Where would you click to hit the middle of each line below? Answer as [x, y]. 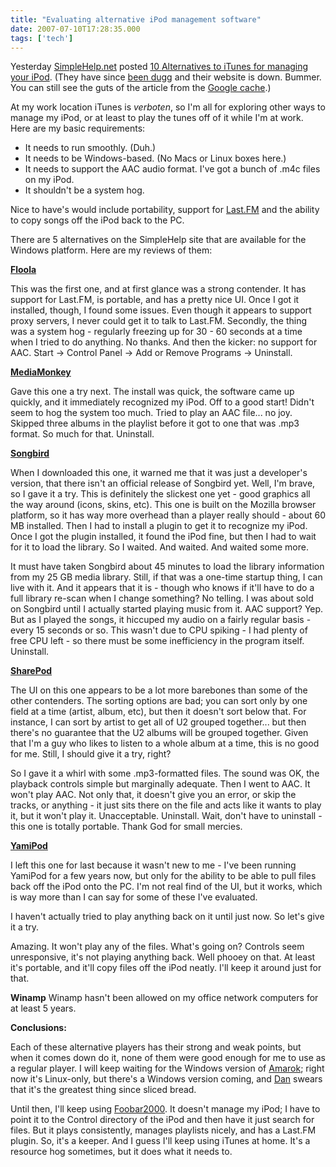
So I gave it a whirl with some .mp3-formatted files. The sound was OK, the [165, 773]
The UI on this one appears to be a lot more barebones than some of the [159, 690]
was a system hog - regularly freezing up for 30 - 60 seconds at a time [156, 332]
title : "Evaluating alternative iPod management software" [136, 19]
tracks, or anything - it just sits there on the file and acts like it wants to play [166, 805]
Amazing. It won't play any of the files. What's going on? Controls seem [157, 947]
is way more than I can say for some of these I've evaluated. [134, 897]
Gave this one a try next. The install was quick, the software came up [152, 392]
